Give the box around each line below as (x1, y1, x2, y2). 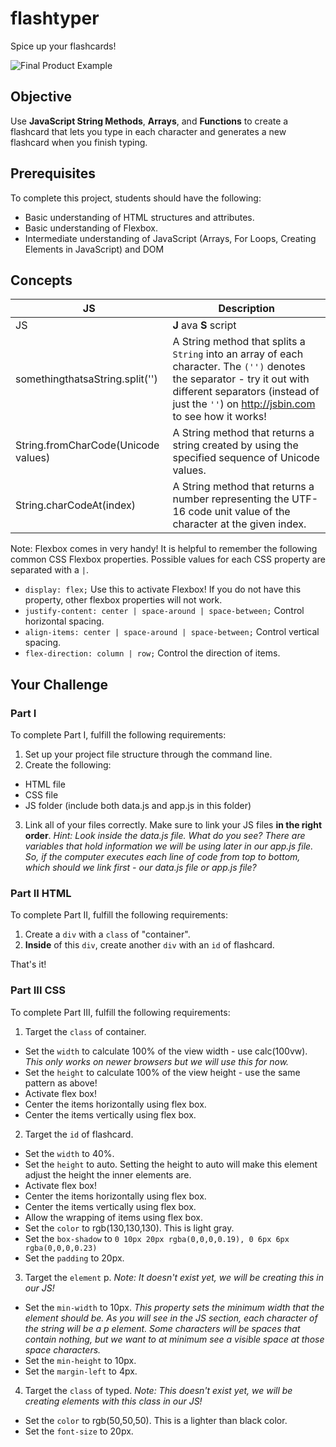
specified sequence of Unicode (172, 451, 320, 465)
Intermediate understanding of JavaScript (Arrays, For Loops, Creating (24, 232, 317, 244)
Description (218, 302, 275, 316)
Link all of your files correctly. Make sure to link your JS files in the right (24, 819, 323, 831)
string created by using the (172, 438, 299, 452)
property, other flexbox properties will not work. (24, 594, 223, 606)
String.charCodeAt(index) (15, 498, 136, 512)
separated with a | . (10, 564, 90, 576)
